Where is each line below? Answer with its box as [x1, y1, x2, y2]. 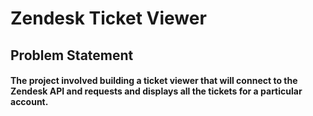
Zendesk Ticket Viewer [10, 7, 207, 30]
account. [10, 96, 49, 108]
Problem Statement [10, 47, 134, 64]
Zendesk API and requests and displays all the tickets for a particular [10, 85, 303, 97]
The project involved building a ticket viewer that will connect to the [10, 75, 298, 87]
